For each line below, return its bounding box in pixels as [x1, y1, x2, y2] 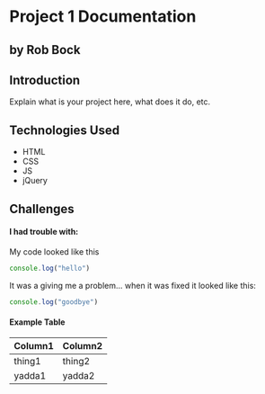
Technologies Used [9, 122, 119, 138]
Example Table [9, 317, 66, 327]
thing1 [13, 354, 42, 367]
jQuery [22, 175, 48, 186]
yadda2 [62, 369, 95, 381]
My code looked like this [9, 246, 100, 257]
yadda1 [13, 369, 47, 381]
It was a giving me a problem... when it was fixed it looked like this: [9, 280, 256, 291]
